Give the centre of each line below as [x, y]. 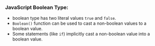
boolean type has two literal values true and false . [64, 18]
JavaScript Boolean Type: [37, 7]
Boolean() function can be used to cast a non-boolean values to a [79, 23]
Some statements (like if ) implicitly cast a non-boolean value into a [81, 34]
